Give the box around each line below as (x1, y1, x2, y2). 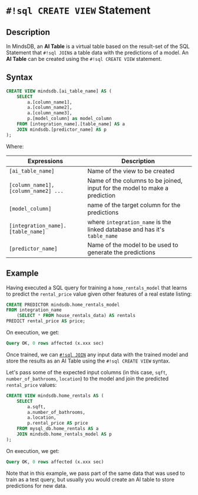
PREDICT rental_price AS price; (6, 318, 85, 324)
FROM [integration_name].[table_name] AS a (16, 121, 126, 127)
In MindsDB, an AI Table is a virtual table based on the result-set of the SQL (6, 43, 190, 50)
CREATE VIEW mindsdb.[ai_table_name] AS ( (6, 88, 112, 94)
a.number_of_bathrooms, (27, 409, 85, 415)
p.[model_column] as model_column (27, 116, 112, 122)
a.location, (27, 415, 57, 420)
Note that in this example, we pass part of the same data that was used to (6, 470, 185, 477)
